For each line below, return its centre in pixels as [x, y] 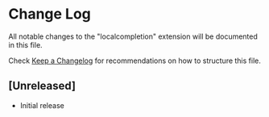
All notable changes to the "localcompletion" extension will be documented [133, 36]
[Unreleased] [42, 86]
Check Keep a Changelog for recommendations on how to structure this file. [135, 61]
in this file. [25, 44]
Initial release [42, 105]
